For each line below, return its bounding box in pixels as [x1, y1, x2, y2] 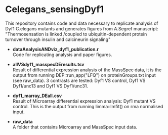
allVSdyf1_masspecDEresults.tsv [12, 61, 85, 67]
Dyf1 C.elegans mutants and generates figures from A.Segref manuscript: [5, 25, 158, 31]
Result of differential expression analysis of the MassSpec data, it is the [12, 67, 162, 73]
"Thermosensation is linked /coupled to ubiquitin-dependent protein [5, 31, 147, 37]
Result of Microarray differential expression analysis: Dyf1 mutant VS [12, 98, 156, 104]
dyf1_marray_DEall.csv [12, 93, 62, 99]
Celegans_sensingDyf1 [5, 4, 104, 15]
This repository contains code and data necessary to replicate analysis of [5, 20, 158, 26]
